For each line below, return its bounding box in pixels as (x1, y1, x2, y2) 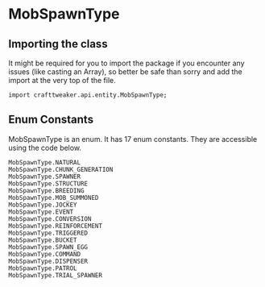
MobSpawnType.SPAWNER (8, 173, 81, 181)
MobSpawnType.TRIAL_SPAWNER (8, 271, 103, 279)
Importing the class (8, 37, 108, 51)
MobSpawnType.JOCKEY (8, 201, 78, 209)
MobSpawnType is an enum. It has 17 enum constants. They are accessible (8, 134, 258, 143)
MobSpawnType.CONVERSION (8, 214, 92, 223)
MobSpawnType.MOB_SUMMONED (8, 193, 99, 202)
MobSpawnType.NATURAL (8, 158, 81, 166)
